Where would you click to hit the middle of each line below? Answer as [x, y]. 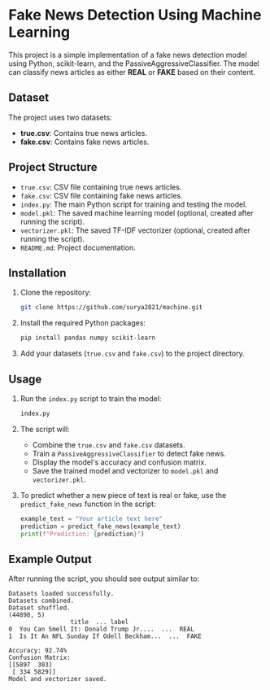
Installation [37, 273]
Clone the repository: [56, 293]
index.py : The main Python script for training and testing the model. [134, 204]
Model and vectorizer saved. [58, 679]
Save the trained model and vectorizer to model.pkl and [125, 470]
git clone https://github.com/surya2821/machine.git [111, 308]
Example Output [50, 559]
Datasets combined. [41, 601]
